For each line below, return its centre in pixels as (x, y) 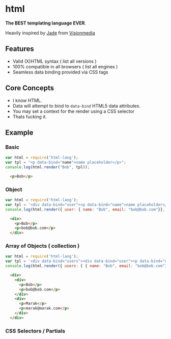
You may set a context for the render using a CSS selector (74, 111)
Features (20, 49)
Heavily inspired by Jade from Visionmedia (50, 33)
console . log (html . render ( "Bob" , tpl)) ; (48, 167)
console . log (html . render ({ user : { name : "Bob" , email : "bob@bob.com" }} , (85, 210)
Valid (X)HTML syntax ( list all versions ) (54, 61)
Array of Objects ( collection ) (42, 246)
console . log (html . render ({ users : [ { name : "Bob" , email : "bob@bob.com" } (86, 266)
